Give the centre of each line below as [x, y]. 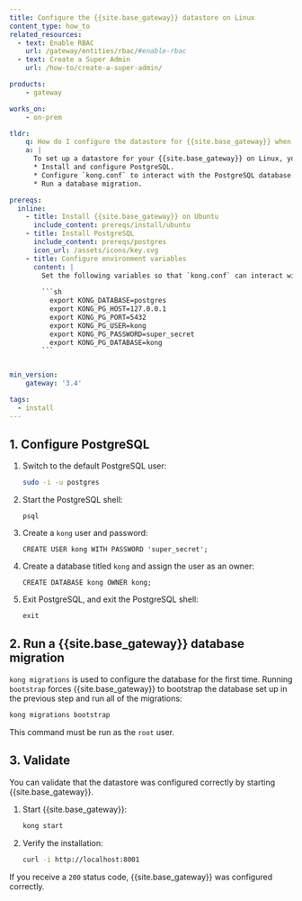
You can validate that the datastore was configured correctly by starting [142, 782]
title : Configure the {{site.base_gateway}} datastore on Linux [132, 18]
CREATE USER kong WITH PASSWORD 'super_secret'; [115, 550]
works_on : [28, 109]
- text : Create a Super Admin [74, 59]
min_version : [34, 375]
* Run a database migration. [88, 184]
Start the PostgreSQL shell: [72, 500]
